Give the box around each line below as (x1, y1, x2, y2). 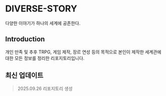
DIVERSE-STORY (5, 3, 77, 14)
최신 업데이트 (5, 71, 44, 80)
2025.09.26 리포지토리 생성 (17, 85, 73, 91)
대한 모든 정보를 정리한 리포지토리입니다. (5, 55, 85, 61)
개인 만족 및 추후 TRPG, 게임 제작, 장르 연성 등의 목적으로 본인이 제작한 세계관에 (5, 48, 161, 55)
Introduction (5, 35, 45, 43)
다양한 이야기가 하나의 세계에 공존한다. (5, 20, 80, 26)
